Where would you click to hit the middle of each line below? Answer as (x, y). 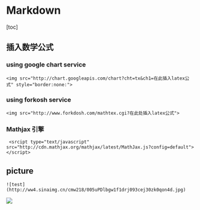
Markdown (34, 10)
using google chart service (46, 65)
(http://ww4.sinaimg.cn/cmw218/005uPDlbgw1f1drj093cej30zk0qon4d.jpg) (96, 190)
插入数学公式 (30, 48)
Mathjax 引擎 (25, 129)
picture (20, 171)
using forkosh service (39, 99)
